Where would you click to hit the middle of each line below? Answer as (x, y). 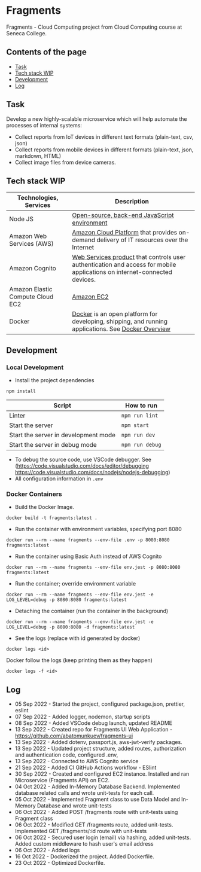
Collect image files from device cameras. (66, 162)
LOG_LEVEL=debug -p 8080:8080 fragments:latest (67, 600)
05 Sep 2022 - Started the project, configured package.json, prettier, (100, 704)
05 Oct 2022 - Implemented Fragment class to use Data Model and (98, 800)
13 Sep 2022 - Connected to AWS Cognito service (77, 761)
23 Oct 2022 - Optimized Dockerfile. (60, 863)
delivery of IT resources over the (142, 240)
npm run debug (141, 445)
